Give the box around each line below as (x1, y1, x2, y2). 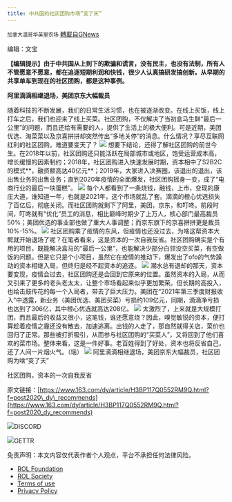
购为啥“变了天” (7, 356, 50, 365)
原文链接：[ (7, 385, 40, 394)
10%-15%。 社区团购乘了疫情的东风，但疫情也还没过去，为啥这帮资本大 (7, 226, 220, 235)
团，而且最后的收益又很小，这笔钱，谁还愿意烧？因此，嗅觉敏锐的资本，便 (7, 313, 219, 321)
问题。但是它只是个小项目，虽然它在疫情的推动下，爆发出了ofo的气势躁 (19, 253, 222, 261)
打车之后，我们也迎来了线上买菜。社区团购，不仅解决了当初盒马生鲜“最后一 (7, 115, 222, 123)
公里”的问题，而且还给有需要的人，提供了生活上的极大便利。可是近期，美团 (7, 123, 222, 131)
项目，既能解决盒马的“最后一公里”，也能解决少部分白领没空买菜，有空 (19, 244, 219, 252)
